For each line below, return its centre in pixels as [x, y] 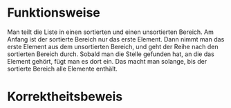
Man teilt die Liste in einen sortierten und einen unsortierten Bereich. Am [111, 32]
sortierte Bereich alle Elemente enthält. [62, 69]
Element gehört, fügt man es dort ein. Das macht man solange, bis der [107, 61]
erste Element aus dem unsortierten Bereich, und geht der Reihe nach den [113, 46]
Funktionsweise [54, 13]
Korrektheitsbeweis [65, 97]
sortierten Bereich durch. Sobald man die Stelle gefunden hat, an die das [111, 54]
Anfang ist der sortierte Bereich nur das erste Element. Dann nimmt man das [116, 39]
